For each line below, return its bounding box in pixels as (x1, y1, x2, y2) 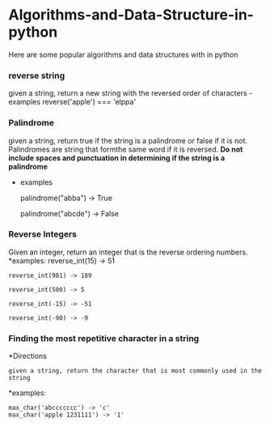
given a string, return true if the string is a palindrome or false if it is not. (8, 135, 248, 145)
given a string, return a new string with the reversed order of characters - (8, 88, 253, 98)
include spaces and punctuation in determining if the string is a (8, 152, 226, 163)
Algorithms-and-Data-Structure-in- (8, 6, 255, 24)
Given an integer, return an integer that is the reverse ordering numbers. (8, 247, 248, 257)
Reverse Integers (8, 228, 77, 240)
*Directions (8, 351, 47, 361)
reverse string (8, 70, 65, 81)
